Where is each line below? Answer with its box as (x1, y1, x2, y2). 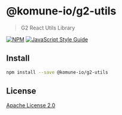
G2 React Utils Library (20, 24, 75, 31)
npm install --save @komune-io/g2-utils (6, 69, 109, 75)
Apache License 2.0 (6, 102, 56, 109)
